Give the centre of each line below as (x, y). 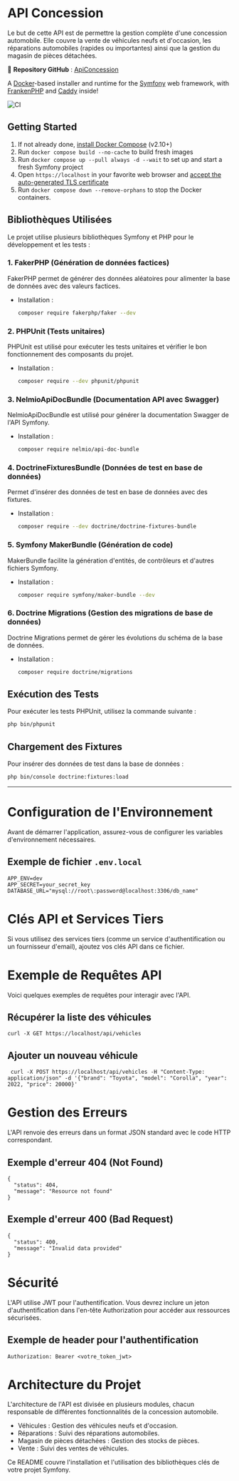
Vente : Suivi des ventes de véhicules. (73, 1448)
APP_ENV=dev (25, 878)
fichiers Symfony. (33, 568)
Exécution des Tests (53, 694)
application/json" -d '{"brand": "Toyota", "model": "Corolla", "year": (117, 1078)
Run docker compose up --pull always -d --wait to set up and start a (120, 159)
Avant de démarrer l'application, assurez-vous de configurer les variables (115, 831)
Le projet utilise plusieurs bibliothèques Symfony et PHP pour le (101, 237)
